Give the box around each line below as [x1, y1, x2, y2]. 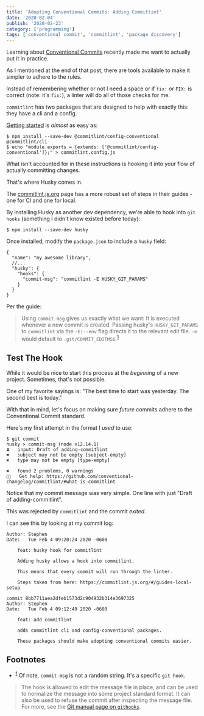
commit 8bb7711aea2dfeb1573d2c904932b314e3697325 [6, 595, 135, 601]
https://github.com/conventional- [46, 473, 134, 479]
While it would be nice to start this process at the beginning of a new [6, 369, 178, 376]
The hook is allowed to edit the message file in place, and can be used [21, 684, 198, 691]
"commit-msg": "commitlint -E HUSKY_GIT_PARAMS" [22, 276, 149, 283]
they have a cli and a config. [6, 110, 77, 117]
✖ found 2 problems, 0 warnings [6, 468, 94, 474]
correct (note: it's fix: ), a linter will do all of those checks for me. [6, 92, 171, 99]
